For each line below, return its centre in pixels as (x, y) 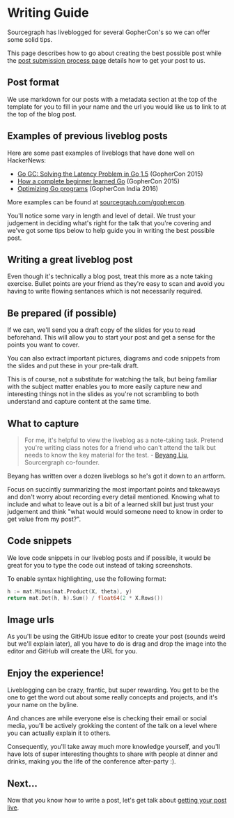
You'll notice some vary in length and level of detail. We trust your (101, 215)
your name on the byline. (43, 705)
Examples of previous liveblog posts (88, 136)
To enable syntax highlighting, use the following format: (87, 578)
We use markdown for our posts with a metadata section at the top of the (112, 99)
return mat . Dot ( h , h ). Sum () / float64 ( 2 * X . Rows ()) (85, 598)
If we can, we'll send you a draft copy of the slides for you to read (102, 330)
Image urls (31, 620)
